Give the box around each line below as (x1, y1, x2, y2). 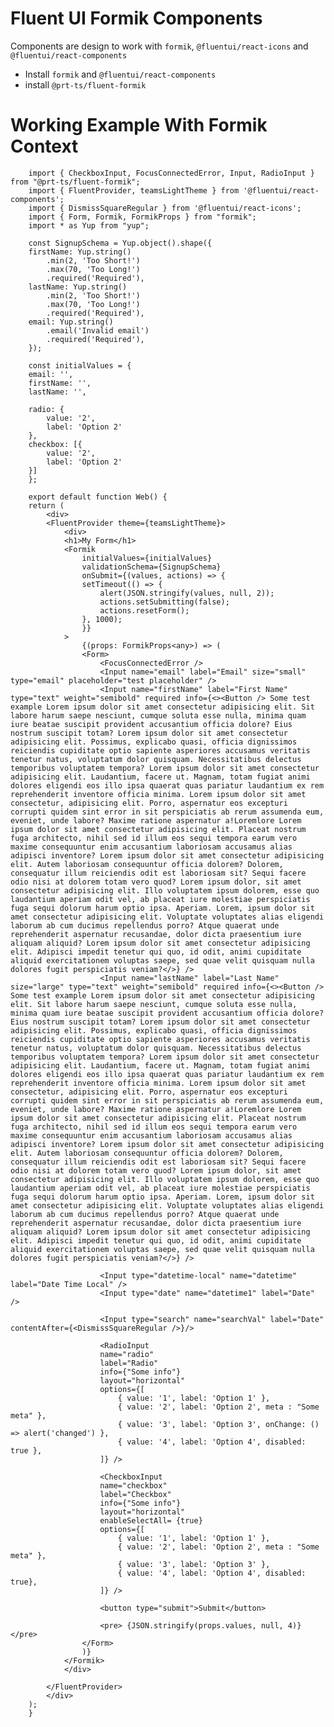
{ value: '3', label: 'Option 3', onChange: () (117, 1419, 320, 1429)
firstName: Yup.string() (28, 247, 132, 257)
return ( (28, 500, 65, 511)
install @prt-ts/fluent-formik (24, 78, 147, 91)
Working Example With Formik (10, 114, 268, 137)
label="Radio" (99, 1358, 159, 1368)
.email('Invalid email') (46, 325, 150, 336)
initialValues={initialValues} (81, 553, 213, 563)
